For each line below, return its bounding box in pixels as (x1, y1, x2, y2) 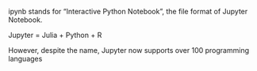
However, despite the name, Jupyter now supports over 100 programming (8, 46, 250, 54)
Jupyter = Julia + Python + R (8, 31, 102, 39)
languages (8, 54, 43, 63)
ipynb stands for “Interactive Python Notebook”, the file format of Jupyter (8, 7, 248, 16)
